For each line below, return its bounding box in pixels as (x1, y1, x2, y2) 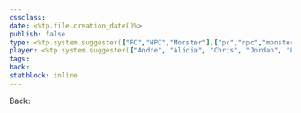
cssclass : (9, 12, 47, 22)
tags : (9, 54, 30, 63)
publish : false (9, 29, 66, 38)
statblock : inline (9, 71, 78, 80)
